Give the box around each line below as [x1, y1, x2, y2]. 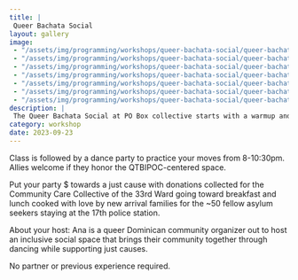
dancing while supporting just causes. [9, 243, 148, 253]
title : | [9, 12, 42, 22]
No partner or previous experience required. [9, 261, 171, 271]
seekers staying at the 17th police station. [9, 207, 161, 218]
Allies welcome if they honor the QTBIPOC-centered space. [9, 161, 226, 173]
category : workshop [9, 121, 82, 129]
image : [9, 37, 34, 47]
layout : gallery [9, 29, 69, 38]
